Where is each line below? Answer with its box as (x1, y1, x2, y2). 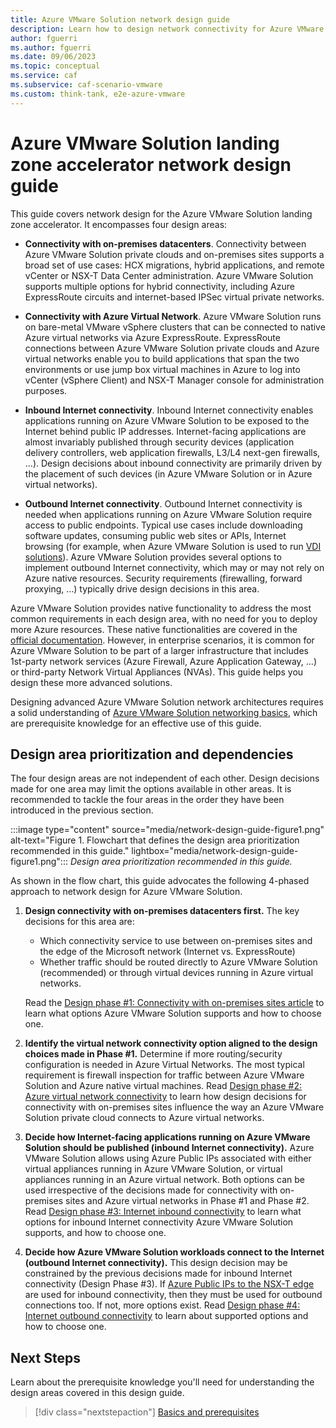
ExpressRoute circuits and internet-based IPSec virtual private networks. (24, 291, 325, 303)
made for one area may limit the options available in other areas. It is (10, 783, 292, 795)
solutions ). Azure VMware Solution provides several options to (24, 551, 282, 563)
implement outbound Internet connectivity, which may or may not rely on (24, 561, 325, 573)
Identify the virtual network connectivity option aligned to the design (24, 1037, 318, 1050)
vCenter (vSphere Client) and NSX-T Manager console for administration (24, 374, 325, 386)
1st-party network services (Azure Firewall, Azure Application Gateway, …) (10, 655, 318, 667)
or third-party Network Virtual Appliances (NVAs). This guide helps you (10, 666, 304, 678)
